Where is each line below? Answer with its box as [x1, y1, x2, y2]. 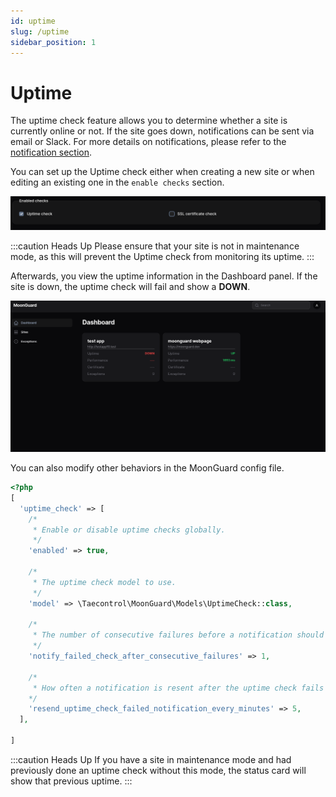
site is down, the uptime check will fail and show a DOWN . [10, 281, 251, 293]
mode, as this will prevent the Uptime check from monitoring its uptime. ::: [10, 251, 315, 263]
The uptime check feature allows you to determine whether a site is [10, 115, 288, 127]
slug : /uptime [10, 26, 70, 37]
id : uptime [10, 16, 56, 26]
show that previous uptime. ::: [10, 775, 133, 787]
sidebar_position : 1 [10, 37, 97, 47]
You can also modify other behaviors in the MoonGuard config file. [10, 462, 285, 474]
